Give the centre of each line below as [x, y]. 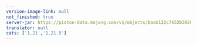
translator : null [27, 28]
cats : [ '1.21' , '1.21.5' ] [36, 33]
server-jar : [21, 22]
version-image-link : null [38, 11]
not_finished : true [30, 17]
